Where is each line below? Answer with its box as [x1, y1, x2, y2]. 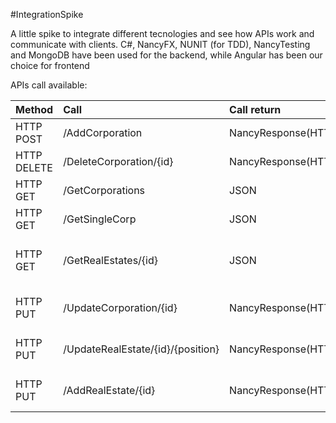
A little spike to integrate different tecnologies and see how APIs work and [10, 28, 315, 39]
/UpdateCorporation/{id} [63, 301, 178, 314]
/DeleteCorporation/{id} [63, 155, 174, 168]
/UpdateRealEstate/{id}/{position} [63, 342, 220, 356]
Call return [229, 103, 282, 116]
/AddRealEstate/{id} [63, 384, 156, 397]
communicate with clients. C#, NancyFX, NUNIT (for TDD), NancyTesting [10, 39, 311, 50]
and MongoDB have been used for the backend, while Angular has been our [10, 49, 323, 61]
